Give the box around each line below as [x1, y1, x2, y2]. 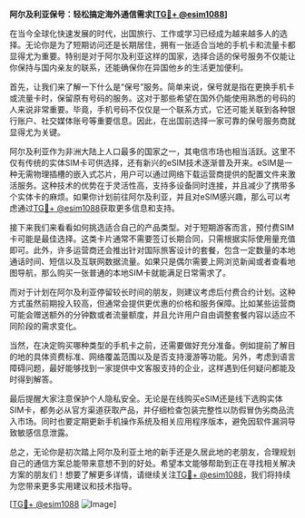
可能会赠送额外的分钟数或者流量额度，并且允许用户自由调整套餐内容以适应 [9, 309, 288, 320]
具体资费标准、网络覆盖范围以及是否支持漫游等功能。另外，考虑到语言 [33, 351, 296, 362]
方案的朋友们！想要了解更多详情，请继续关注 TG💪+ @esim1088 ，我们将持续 [9, 469, 291, 480]
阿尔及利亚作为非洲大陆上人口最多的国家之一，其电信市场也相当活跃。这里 [9, 146, 288, 157]
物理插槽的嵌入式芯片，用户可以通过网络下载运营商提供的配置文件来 [33, 169, 288, 180]
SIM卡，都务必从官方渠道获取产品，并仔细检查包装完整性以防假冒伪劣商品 [9, 405, 287, 415]
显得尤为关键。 [9, 127, 65, 137]
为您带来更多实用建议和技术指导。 [9, 481, 137, 491]
